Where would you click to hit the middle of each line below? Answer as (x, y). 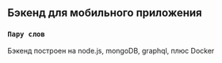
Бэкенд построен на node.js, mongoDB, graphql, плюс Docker (111, 50)
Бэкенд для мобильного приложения (105, 13)
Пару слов (26, 34)
